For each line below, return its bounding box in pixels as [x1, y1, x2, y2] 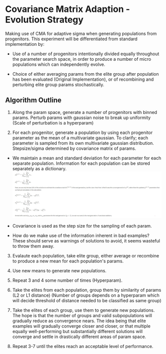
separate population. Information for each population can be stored [12, 160, 150, 166]
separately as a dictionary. [12, 165, 67, 171]
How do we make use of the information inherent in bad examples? [12, 233, 150, 238]
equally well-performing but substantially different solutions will [12, 328, 143, 334]
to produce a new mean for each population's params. [12, 258, 124, 264]
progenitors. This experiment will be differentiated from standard [5, 36, 138, 42]
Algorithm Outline [5, 96, 62, 105]
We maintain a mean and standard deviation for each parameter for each [12, 155, 162, 161]
